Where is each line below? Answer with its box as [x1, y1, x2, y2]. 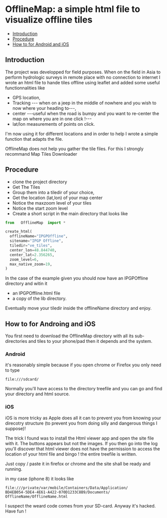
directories [5, 338, 27, 344]
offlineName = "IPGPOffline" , [9, 234, 68, 239]
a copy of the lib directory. [12, 295, 67, 301]
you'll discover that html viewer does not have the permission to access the [5, 446, 161, 452]
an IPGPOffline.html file [12, 290, 61, 296]
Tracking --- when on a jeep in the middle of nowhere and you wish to [12, 100, 157, 106]
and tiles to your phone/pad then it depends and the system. [28, 338, 153, 344]
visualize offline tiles [5, 14, 93, 25]
